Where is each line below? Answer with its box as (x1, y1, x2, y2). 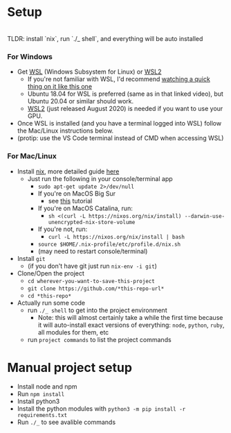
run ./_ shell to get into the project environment (27, 306, 167, 314)
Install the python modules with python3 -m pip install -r (17, 405, 186, 413)
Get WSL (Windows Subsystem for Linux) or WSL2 (17, 67, 162, 76)
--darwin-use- (184, 212, 225, 219)
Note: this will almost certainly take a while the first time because (37, 313, 223, 321)
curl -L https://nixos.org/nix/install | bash (48, 233, 185, 240)
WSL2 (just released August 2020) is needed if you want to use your (27, 105, 223, 113)
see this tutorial (48, 196, 93, 205)
